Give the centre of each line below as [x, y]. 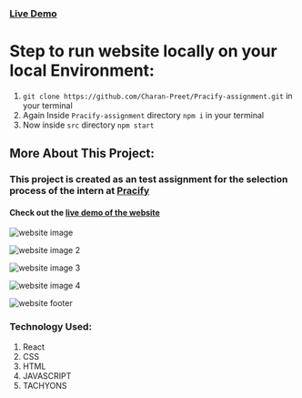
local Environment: [82, 71]
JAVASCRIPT [47, 375]
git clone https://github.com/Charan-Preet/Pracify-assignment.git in [157, 96]
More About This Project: [82, 153]
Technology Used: [51, 327]
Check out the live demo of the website [85, 212]
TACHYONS [45, 385]
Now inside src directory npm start [88, 125]
